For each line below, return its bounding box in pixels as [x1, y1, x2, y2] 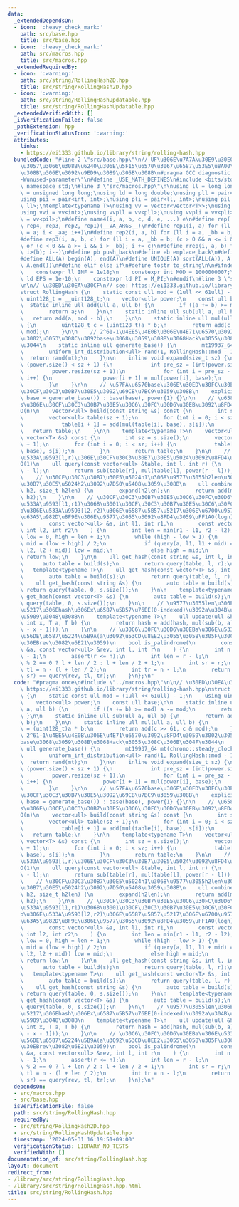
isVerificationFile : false [14, 1103, 94, 1110]
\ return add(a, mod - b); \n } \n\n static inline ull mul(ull [20, 315, 234, 323]
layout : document [7, 1162, 59, 1170]
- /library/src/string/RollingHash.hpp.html [7, 1182, 142, 1189]
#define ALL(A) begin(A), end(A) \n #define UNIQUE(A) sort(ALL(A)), [20, 256, 224, 263]
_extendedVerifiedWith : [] [14, 110, 94, 117]
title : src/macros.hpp [20, 57, 87, 64]
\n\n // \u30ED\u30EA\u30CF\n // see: [20, 282, 129, 289]
